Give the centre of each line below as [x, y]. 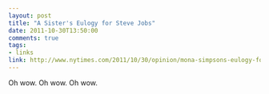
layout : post [30, 16]
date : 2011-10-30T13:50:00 [53, 30]
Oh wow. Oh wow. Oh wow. [53, 82]
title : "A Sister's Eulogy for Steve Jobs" [82, 23]
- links [21, 53]
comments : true [34, 38]
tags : [17, 45]
